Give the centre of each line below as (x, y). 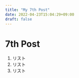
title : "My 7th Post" (28, 10)
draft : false (19, 19)
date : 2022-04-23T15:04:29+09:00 (40, 14)
